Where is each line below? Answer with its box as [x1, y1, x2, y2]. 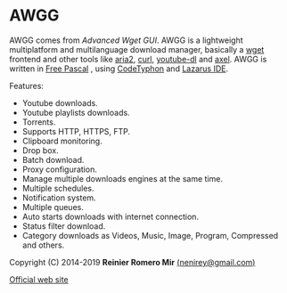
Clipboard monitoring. [21, 135, 102, 146]
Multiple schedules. [21, 183, 95, 193]
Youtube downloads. [21, 97, 98, 108]
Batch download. [21, 154, 85, 165]
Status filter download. [21, 220, 106, 232]
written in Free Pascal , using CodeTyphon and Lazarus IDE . [9, 63, 229, 74]
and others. [21, 240, 65, 250]
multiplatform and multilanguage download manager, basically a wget [9, 44, 265, 54]
